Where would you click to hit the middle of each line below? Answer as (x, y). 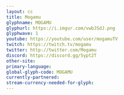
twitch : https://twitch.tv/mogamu (49, 45)
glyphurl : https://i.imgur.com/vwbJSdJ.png (61, 28)
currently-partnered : (33, 77)
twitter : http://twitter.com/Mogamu (51, 50)
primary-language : (29, 66)
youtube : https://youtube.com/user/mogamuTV (62, 39)
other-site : (21, 61)
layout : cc (20, 12)
